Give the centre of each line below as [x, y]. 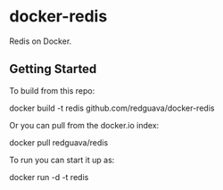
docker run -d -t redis [49, 177]
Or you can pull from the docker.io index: [84, 125]
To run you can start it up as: [62, 160]
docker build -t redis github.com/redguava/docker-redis [112, 108]
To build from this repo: [52, 90]
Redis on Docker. [41, 41]
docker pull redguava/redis [59, 142]
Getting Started [53, 69]
